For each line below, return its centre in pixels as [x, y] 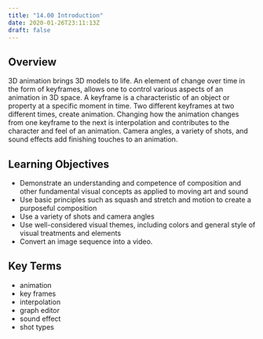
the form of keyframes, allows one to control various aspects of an [116, 89]
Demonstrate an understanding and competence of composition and [130, 183]
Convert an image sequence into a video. [86, 241]
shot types [37, 326]
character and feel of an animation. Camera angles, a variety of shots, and [128, 131]
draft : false [29, 30]
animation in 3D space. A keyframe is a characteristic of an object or [119, 98]
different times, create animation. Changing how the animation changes [124, 114]
